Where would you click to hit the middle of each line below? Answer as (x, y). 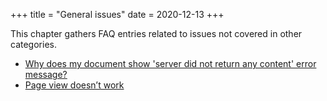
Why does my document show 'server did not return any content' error (170, 63)
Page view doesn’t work (74, 85)
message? (46, 74)
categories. (33, 44)
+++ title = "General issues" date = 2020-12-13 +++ (117, 14)
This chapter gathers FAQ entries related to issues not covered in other (156, 33)
